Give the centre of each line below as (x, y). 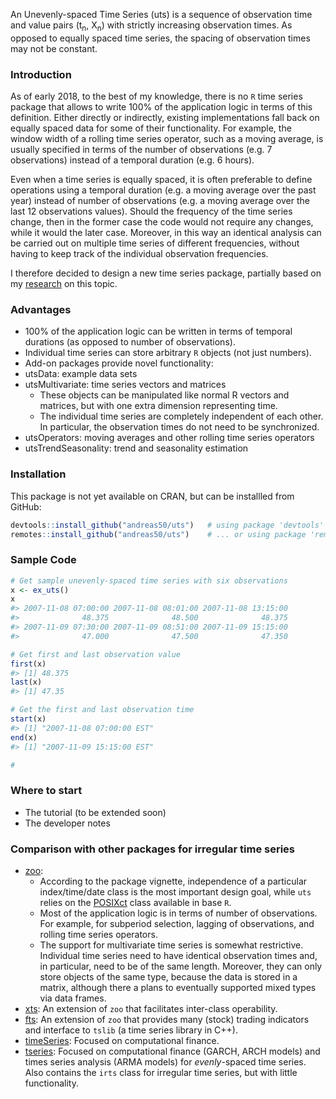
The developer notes (67, 823)
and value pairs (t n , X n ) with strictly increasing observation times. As (151, 26)
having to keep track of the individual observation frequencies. (139, 254)
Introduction (41, 74)
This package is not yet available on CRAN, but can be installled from (152, 496)
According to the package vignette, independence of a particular (173, 881)
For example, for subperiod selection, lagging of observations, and (177, 924)
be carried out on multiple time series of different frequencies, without (155, 243)
